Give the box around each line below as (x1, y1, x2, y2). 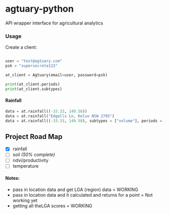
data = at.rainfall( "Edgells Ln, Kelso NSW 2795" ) (5, 113, 115, 119)
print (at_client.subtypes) (5, 86, 62, 92)
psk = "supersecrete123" (5, 63, 58, 69)
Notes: (5, 175, 20, 181)
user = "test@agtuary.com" (5, 59, 62, 64)
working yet (12, 197, 38, 203)
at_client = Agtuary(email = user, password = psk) (5, 72, 108, 77)
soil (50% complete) (12, 151, 55, 158)
